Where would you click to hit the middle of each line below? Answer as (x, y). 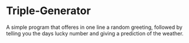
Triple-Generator (48, 11)
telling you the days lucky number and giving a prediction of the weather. (95, 33)
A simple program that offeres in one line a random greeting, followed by (94, 27)
